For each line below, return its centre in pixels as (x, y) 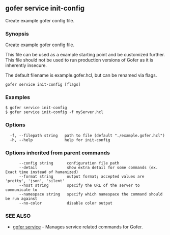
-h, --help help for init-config (60, 140)
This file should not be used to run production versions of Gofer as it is (79, 60)
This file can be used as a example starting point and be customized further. (85, 55)
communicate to (21, 190)
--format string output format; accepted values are (81, 177)
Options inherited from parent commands (58, 153)
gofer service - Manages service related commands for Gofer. (78, 227)
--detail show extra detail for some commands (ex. (88, 167)
